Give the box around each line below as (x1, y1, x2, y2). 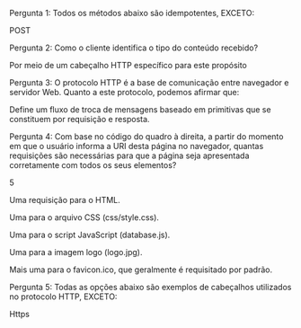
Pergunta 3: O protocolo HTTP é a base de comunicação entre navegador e (9, 77, 289, 88)
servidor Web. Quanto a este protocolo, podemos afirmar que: (9, 87, 240, 97)
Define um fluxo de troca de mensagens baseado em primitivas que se (9, 104, 271, 115)
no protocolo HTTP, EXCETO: (9, 291, 118, 302)
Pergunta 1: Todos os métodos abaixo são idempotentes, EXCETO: (9, 8, 254, 18)
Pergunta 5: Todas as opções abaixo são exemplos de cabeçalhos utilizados (9, 282, 292, 292)
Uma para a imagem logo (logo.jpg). (9, 247, 143, 257)
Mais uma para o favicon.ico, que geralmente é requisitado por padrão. (9, 264, 272, 275)
